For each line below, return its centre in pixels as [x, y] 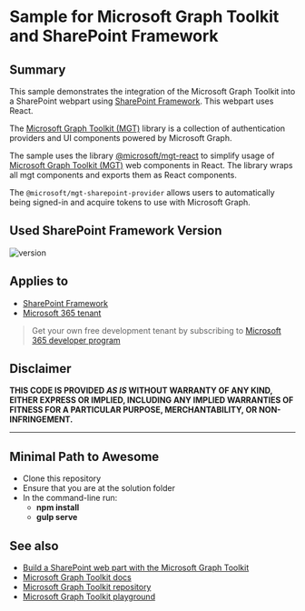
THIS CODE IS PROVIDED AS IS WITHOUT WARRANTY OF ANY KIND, [141, 391]
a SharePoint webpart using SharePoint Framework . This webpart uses [142, 101]
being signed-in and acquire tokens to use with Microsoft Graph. [130, 202]
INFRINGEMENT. [41, 419]
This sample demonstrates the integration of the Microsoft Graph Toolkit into [152, 91]
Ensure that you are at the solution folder [98, 488]
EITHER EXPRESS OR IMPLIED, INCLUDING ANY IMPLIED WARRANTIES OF [152, 400]
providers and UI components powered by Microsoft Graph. [121, 138]
